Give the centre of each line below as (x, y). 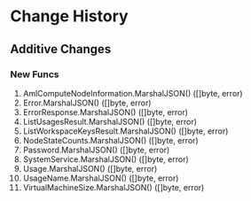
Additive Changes (61, 49)
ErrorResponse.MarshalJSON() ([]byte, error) (106, 112)
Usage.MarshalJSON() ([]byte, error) (90, 168)
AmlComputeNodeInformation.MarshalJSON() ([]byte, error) (133, 93)
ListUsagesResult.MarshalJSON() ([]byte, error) (110, 121)
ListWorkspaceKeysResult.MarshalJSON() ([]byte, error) (125, 131)
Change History (69, 16)
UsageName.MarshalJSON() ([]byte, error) (101, 178)
